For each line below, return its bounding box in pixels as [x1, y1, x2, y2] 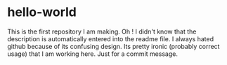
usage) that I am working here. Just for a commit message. [7, 50, 178, 58]
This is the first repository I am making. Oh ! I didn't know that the [7, 27, 197, 36]
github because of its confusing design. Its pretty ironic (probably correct [7, 42, 220, 50]
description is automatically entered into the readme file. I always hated [7, 34, 214, 43]
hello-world [7, 4, 77, 20]
